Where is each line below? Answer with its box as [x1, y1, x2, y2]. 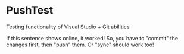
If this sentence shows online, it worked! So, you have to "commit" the [6, 34, 179, 42]
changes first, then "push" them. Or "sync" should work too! [6, 41, 154, 48]
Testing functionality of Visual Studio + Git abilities [6, 23, 130, 30]
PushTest [6, 4, 54, 17]
